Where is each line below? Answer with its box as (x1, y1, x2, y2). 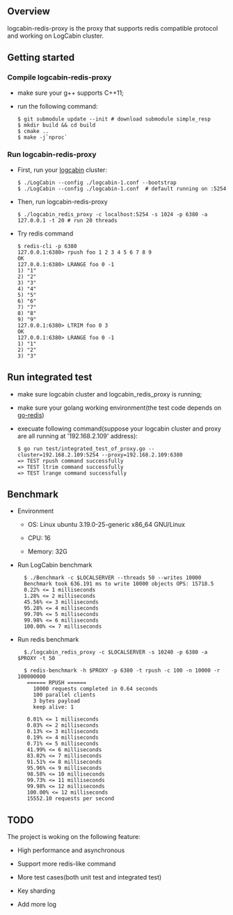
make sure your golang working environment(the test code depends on (17, 403, 222, 412)
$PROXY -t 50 (17, 655, 56, 662)
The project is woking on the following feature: (7, 833, 140, 841)
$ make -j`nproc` (17, 134, 68, 141)
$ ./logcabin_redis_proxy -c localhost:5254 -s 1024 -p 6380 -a (17, 210, 208, 218)
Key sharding (17, 886, 56, 895)
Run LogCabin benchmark (17, 561, 93, 569)
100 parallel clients (33, 691, 96, 699)
